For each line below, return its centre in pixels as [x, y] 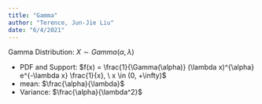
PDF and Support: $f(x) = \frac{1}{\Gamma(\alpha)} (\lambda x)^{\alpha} [137, 67]
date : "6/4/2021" [37, 30]
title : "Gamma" [33, 15]
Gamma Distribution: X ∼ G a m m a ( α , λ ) [72, 52]
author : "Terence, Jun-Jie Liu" [61, 23]
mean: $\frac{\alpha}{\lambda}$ [72, 84]
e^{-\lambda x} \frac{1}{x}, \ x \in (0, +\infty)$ [93, 76]
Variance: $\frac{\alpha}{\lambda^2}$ [81, 92]
